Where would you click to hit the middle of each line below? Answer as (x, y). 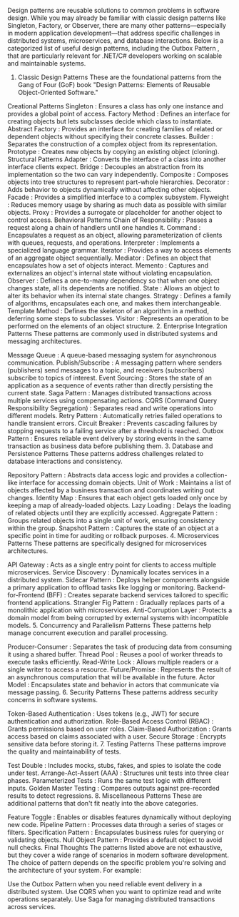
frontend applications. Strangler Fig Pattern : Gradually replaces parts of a (116, 603)
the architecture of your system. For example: (74, 870)
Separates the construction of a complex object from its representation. (112, 144)
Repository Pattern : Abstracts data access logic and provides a (101, 475)
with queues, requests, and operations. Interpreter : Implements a (103, 243)
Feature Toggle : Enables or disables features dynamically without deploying (119, 817)
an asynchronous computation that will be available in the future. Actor (111, 677)
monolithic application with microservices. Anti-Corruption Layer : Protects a (120, 610)
